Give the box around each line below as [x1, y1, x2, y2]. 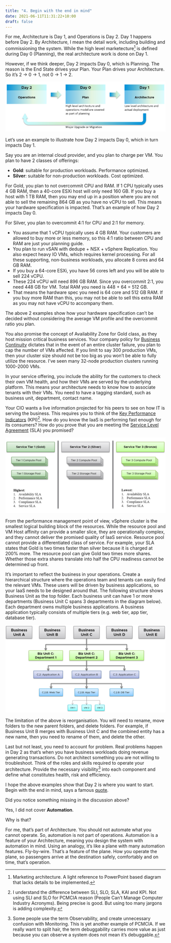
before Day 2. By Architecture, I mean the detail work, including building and [5, 39, 165, 45]
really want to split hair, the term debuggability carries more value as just [12, 926, 165, 932]
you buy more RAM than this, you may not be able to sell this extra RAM [12, 294, 163, 301]
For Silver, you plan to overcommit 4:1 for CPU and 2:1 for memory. [5, 220, 145, 226]
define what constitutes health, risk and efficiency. [5, 771, 111, 777]
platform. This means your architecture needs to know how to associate [5, 384, 156, 390]
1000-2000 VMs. [5, 363, 41, 369]
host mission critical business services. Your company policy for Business [5, 336, 160, 342]
